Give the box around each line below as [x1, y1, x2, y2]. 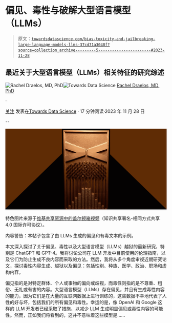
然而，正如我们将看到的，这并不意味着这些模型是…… [14, 312, 125, 318]
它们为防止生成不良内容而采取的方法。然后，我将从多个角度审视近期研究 [9, 256, 162, 262]
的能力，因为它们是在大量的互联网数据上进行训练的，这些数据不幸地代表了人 [5, 293, 167, 299]
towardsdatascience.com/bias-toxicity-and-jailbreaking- [31, 36, 156, 42]
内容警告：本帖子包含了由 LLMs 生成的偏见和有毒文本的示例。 [5, 232, 136, 238]
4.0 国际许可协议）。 [5, 221, 48, 228]
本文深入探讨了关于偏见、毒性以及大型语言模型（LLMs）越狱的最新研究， [5, 243, 160, 249]
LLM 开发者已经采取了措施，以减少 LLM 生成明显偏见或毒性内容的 [15, 306, 155, 312]
